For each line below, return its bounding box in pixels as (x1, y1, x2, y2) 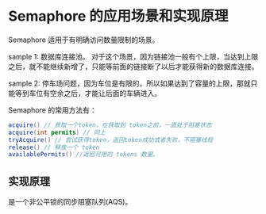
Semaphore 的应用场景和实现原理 (8, 7, 229, 25)
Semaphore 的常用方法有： (8, 105, 97, 115)
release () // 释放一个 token (8, 143, 100, 151)
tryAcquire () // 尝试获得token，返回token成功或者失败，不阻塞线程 (8, 136, 214, 143)
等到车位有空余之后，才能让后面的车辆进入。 (14, 88, 161, 97)
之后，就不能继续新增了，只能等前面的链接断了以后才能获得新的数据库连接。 (8, 61, 259, 71)
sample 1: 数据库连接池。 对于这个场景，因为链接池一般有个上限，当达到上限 (8, 52, 259, 61)
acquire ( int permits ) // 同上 (8, 128, 106, 136)
